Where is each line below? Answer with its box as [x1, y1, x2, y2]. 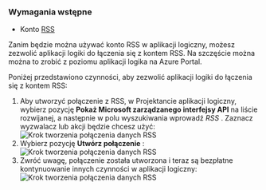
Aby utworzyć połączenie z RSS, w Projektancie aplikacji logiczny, [19, 97, 237, 106]
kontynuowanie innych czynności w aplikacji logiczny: [19, 164, 198, 174]
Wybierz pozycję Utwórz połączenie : [19, 139, 145, 148]
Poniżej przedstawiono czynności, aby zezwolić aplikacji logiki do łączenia [8, 73, 252, 82]
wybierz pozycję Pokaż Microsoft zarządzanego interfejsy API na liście [19, 105, 258, 114]
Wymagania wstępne [8, 6, 92, 18]
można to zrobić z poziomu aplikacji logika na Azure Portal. [8, 57, 202, 66]
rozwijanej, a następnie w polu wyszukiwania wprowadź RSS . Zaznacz [19, 113, 253, 123]
